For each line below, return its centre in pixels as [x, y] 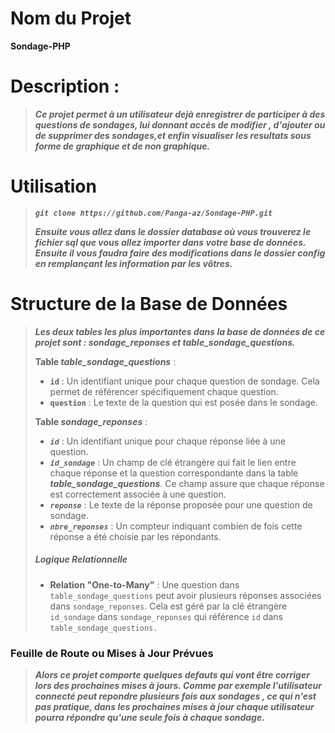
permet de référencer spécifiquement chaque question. [164, 391]
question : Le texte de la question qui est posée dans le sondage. [184, 402]
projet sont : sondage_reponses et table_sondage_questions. [165, 342]
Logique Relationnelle [81, 559]
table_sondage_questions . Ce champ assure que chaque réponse [187, 483]
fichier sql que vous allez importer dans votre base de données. [170, 242]
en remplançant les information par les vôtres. [133, 263]
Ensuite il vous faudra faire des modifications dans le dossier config [180, 253]
